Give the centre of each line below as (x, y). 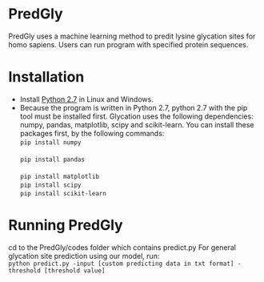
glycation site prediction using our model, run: (84, 256)
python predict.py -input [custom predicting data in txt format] (121, 264)
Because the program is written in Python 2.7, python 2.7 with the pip (134, 107)
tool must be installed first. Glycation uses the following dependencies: (136, 116)
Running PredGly (66, 226)
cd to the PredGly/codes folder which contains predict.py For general (122, 247)
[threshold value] (74, 270)
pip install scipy (50, 185)
